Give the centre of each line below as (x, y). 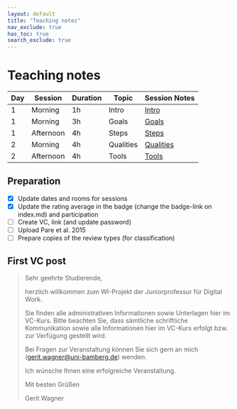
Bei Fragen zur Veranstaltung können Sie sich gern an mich (111, 349)
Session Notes (170, 98)
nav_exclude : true (34, 27)
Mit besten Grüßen (52, 385)
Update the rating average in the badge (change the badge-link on (115, 206)
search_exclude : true (39, 40)
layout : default (31, 14)
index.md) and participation (58, 214)
